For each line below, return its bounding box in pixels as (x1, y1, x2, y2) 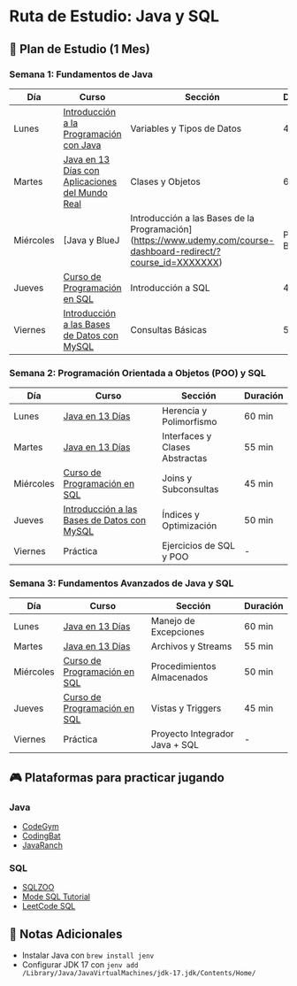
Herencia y (162, 404, 208, 417)
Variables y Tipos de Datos (130, 122, 241, 135)
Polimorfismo (162, 416, 217, 428)
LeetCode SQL (21, 901, 76, 912)
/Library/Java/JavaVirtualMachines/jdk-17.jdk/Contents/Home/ (21, 969, 256, 978)
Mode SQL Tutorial (21, 891, 91, 902)
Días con (63, 164, 100, 176)
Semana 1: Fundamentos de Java (9, 68, 153, 81)
